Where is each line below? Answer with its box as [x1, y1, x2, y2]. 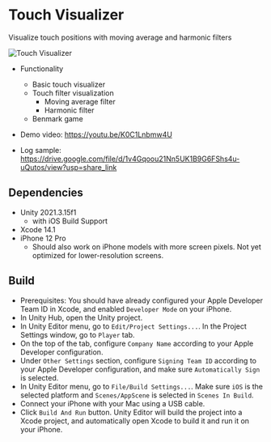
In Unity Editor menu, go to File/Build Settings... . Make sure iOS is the [19, 381, 264, 391]
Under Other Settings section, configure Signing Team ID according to [19, 355, 257, 365]
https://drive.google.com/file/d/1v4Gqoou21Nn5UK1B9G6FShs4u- [19, 154, 240, 164]
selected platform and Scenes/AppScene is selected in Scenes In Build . [19, 390, 254, 400]
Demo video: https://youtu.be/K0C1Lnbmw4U [19, 130, 172, 139]
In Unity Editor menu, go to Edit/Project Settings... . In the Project [19, 321, 247, 331]
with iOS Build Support [32, 216, 108, 226]
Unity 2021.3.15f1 [19, 207, 77, 217]
